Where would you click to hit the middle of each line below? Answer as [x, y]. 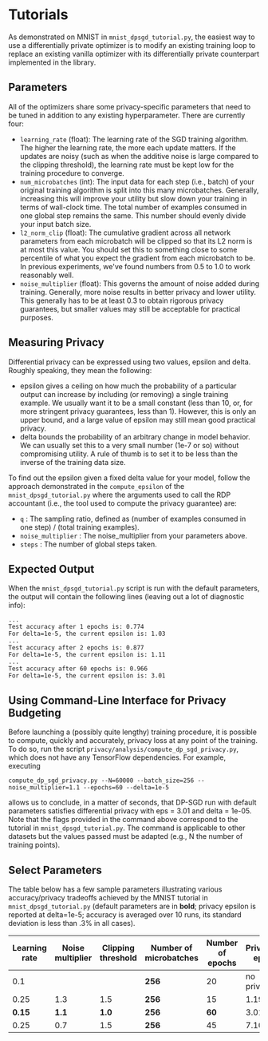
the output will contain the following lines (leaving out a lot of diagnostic [126, 597]
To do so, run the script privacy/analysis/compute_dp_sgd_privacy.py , [124, 749]
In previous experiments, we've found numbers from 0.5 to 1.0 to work [135, 266]
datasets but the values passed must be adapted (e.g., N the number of [126, 836]
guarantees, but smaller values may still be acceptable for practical [130, 308]
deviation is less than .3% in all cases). [72, 923]
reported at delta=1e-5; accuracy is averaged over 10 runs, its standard [125, 915]
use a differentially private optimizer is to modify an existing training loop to [132, 45]
